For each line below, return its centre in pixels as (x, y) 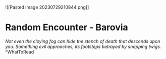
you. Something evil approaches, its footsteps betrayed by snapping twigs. (83, 46)
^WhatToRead (20, 51)
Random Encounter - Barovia (67, 27)
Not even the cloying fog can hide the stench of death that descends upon (83, 41)
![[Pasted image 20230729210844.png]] (47, 7)
